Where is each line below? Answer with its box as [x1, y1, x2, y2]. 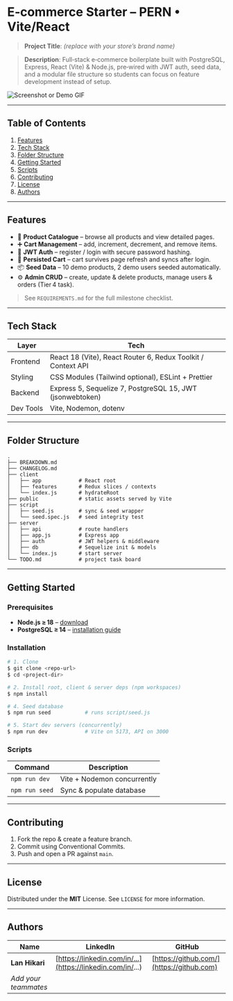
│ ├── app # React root [7, 477, 116, 484]
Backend [10, 388, 40, 397]
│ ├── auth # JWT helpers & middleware [7, 538, 159, 545]
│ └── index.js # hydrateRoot [7, 490, 119, 497]
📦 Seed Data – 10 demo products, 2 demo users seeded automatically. [17, 263, 221, 271]
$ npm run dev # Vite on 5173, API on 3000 [7, 728, 169, 735]
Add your [10, 973, 41, 983]
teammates [10, 982, 48, 992]
